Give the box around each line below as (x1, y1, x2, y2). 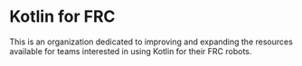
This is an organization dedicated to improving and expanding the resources (9, 36, 294, 47)
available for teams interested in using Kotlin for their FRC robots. (9, 45, 252, 56)
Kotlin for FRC (9, 6, 116, 27)
